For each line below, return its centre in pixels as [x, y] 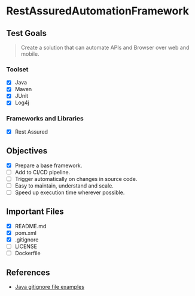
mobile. [30, 54]
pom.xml [26, 232]
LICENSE [26, 246]
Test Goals [26, 33]
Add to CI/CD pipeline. [42, 172]
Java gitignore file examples [50, 286]
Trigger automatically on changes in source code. [76, 179]
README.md [31, 226]
